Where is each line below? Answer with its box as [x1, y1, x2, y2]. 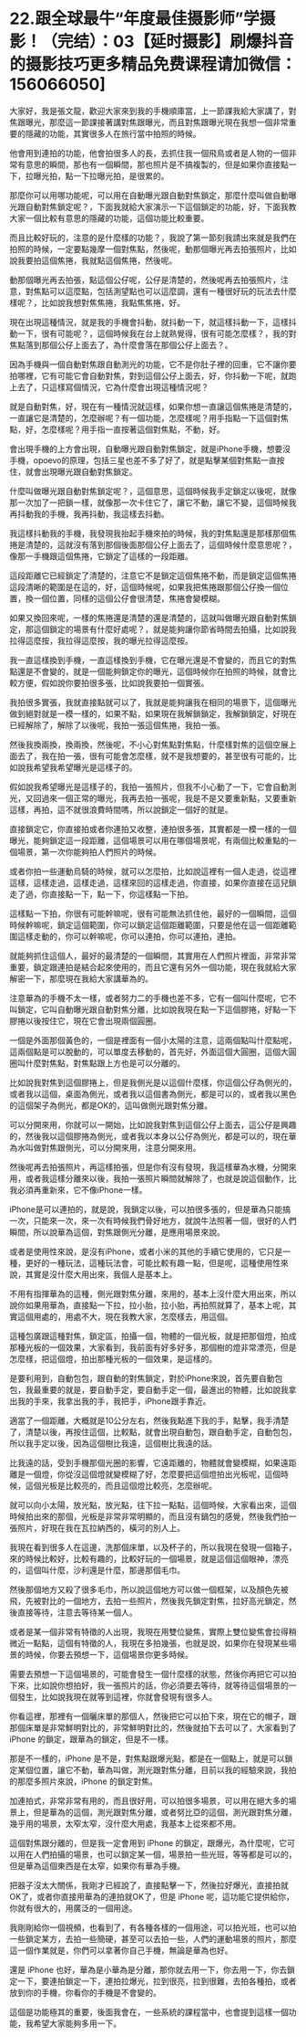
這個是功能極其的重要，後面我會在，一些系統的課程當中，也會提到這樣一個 [9, 2006, 289, 2017]
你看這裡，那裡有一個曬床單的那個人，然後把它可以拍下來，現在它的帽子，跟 [9, 1710, 297, 1722]
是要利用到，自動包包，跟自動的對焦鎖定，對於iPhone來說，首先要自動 [9, 1372, 275, 1384]
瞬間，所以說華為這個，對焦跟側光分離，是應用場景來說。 [9, 1226, 225, 1238]
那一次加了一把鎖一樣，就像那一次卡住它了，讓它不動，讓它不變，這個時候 [9, 497, 289, 508]
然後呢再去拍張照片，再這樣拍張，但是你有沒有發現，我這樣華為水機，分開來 [9, 1161, 297, 1172]
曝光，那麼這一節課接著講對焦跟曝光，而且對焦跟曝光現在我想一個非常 [25, 116, 289, 128]
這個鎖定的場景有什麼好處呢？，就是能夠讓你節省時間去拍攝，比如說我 [33, 623, 297, 635]
